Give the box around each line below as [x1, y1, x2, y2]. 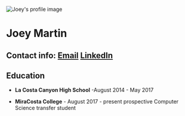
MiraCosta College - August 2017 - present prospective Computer [14, 98, 179, 105]
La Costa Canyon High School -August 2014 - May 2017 [14, 87, 154, 94]
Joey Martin [6, 27, 67, 40]
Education [6, 71, 45, 81]
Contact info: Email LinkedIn [6, 50, 113, 60]
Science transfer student [14, 105, 76, 112]
